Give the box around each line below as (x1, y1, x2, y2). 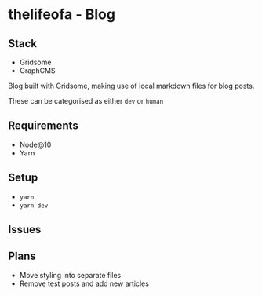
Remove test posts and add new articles (19, 279, 149, 288)
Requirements (8, 119, 78, 133)
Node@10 (19, 140, 52, 149)
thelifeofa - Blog (8, 5, 116, 24)
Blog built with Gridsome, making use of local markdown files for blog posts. (8, 81, 255, 90)
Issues (8, 223, 42, 236)
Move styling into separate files (19, 270, 122, 280)
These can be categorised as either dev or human (8, 97, 164, 105)
